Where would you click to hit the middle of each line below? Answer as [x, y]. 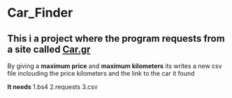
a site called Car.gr [49, 49]
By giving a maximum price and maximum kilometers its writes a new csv [115, 66]
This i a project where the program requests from [116, 39]
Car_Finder [40, 13]
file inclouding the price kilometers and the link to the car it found [101, 73]
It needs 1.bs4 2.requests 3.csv [52, 87]
